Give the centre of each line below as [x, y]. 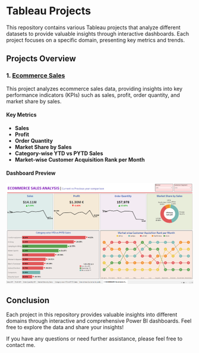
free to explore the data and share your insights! [65, 327]
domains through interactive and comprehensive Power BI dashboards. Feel [99, 321]
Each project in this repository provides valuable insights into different [92, 315]
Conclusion [28, 300]
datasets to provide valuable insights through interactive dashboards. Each [98, 33]
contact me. [21, 345]
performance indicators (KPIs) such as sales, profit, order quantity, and [93, 95]
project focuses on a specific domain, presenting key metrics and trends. [96, 40]
